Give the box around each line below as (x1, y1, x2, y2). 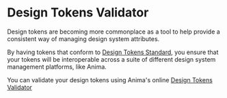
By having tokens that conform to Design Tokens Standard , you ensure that (7, 48, 219, 56)
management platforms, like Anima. (7, 62, 107, 71)
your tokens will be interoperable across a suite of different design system (7, 55, 216, 63)
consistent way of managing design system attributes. (7, 34, 160, 42)
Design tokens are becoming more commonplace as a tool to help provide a (7, 27, 220, 36)
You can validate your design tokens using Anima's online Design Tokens (7, 75, 213, 84)
